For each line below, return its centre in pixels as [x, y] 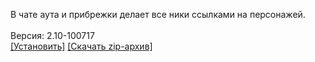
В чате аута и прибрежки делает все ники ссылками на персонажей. [158, 14]
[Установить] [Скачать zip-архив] [81, 46]
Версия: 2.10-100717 [52, 35]
